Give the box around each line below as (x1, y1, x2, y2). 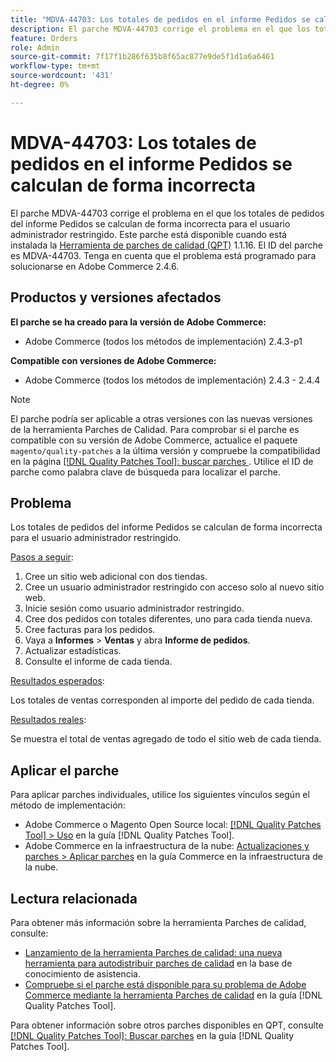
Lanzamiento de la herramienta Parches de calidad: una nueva (24, 946, 283, 958)
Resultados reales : (10, 714, 87, 726)
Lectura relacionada (10, 890, 138, 907)
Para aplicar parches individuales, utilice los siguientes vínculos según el (10, 789, 310, 801)
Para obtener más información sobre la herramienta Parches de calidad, (10, 916, 307, 928)
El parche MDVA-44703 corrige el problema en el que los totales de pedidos (10, 207, 325, 219)
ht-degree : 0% (10, 80, 70, 90)
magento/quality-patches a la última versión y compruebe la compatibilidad (10, 444, 321, 456)
